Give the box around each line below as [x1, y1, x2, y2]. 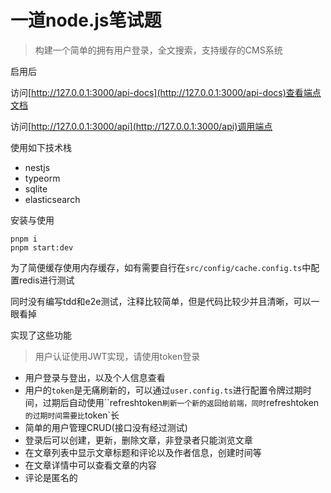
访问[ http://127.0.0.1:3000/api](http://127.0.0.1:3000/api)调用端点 [10, 120, 273, 132]
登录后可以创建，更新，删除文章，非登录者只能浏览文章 [24, 434, 253, 446]
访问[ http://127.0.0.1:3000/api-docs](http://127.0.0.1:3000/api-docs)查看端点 [10, 86, 322, 98]
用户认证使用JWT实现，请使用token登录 [34, 350, 201, 362]
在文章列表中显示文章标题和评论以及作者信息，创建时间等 [24, 446, 262, 458]
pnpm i [10, 234, 38, 244]
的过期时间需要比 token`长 [24, 409, 120, 421]
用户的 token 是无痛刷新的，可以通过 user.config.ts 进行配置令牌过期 [24, 384, 303, 396]
